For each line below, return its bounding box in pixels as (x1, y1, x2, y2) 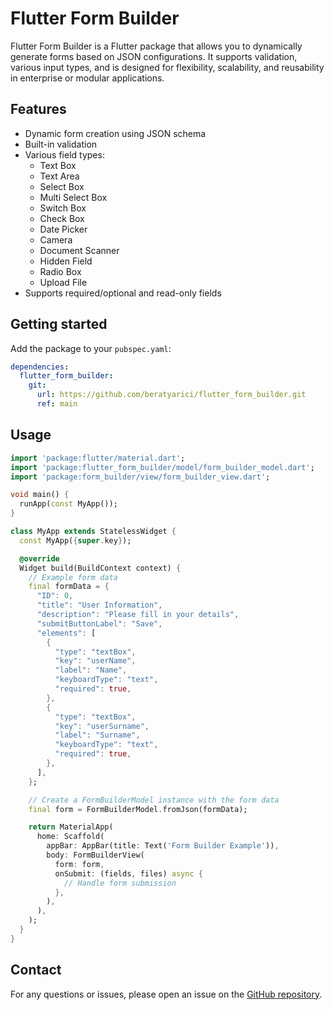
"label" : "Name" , (54, 665, 128, 676)
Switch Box (39, 202, 87, 214)
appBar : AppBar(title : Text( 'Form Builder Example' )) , (46, 841, 280, 851)
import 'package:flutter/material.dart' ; (10, 453, 186, 463)
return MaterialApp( (28, 822, 114, 832)
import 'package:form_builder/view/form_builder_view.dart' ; (10, 472, 271, 482)
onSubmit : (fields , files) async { (54, 868, 203, 879)
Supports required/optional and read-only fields (24, 287, 222, 299)
